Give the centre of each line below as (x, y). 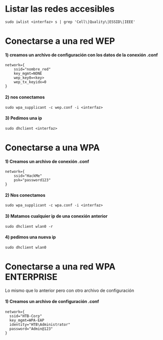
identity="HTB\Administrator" (40, 324)
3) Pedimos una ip (24, 118)
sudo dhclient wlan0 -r (29, 226)
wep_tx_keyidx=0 (30, 82)
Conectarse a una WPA (52, 147)
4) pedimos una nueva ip (31, 237)
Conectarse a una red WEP (60, 41)
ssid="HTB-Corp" (26, 316)
